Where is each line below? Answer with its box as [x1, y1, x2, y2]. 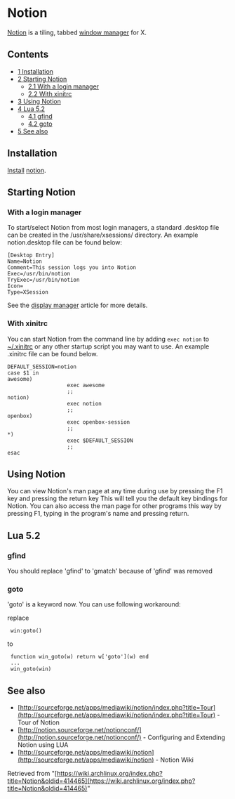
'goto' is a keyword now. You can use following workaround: [7, 600, 181, 609]
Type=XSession [7, 289, 49, 296]
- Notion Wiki [155, 755, 194, 764]
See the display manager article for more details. [7, 301, 148, 310]
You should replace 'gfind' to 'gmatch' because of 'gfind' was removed [7, 567, 213, 576]
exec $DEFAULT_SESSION [67, 437, 133, 444]
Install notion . [7, 166, 47, 174]
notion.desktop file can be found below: [7, 238, 123, 247]
